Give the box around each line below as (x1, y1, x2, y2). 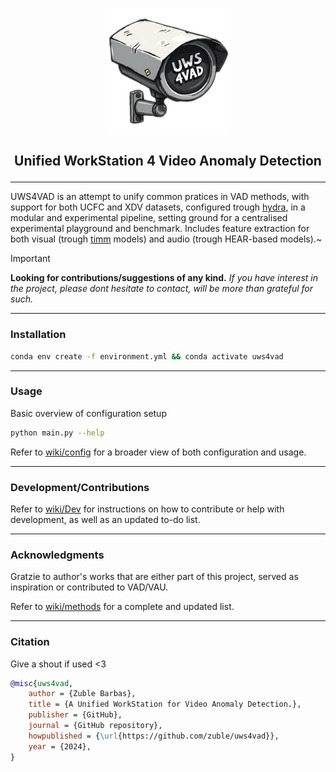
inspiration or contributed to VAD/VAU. (10, 581, 169, 593)
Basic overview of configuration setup (10, 407, 167, 419)
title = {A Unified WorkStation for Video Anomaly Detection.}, (28, 699, 302, 710)
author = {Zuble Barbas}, (28, 689, 137, 699)
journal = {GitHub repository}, (28, 721, 163, 731)
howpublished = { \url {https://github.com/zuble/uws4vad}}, (28, 731, 280, 741)
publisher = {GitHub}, (28, 710, 123, 720)
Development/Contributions (10, 480, 150, 494)
